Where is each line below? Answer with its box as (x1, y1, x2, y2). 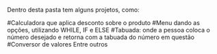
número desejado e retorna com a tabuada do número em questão (7, 33, 195, 41)
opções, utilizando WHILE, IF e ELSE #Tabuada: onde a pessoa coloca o (7, 26, 211, 34)
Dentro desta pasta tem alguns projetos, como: (7, 6, 140, 13)
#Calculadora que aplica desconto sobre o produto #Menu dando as (7, 19, 201, 26)
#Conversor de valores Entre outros (7, 40, 108, 48)
